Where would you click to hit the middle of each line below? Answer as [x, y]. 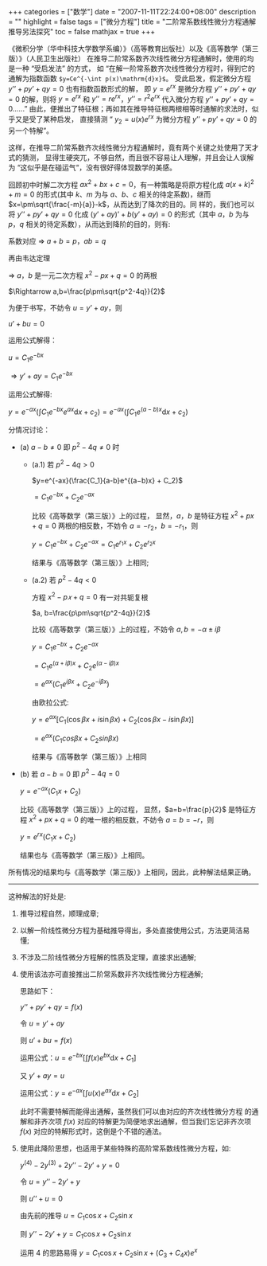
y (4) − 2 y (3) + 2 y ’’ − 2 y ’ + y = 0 [70, 1165]
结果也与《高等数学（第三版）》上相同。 [84, 855]
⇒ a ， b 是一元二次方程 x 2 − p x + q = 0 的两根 [83, 275]
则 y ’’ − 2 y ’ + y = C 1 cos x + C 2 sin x [75, 1235]
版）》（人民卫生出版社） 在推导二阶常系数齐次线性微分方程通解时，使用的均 [131, 59]
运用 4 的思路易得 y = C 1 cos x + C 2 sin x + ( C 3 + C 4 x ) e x [108, 1253]
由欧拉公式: [50, 702]
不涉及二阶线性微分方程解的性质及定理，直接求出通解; [108, 957]
